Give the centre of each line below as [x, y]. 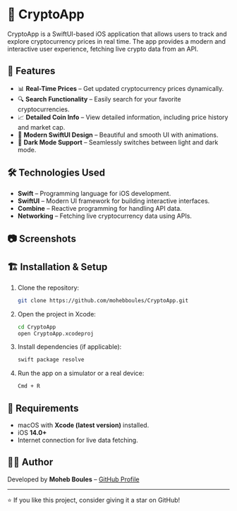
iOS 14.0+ [32, 432]
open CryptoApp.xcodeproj [55, 333]
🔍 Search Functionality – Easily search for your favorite [99, 99]
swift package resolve [51, 360]
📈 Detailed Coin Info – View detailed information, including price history [123, 117]
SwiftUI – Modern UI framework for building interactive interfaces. [114, 201]
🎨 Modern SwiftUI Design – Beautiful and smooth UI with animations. [118, 135]
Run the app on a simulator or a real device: [81, 374]
